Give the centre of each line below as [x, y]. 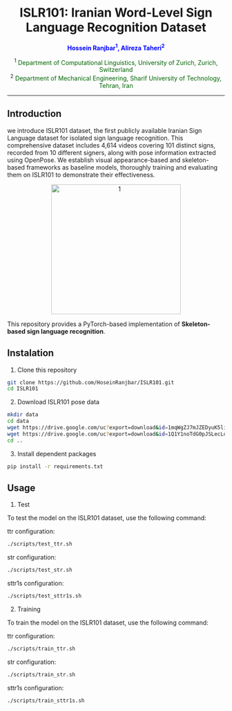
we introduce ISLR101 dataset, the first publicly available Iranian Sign [105, 130]
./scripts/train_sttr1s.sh [46, 701]
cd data [18, 421]
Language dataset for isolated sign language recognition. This [95, 138]
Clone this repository [47, 370]
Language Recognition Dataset [116, 27]
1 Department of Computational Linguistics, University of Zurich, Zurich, [116, 62]
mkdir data [23, 415]
